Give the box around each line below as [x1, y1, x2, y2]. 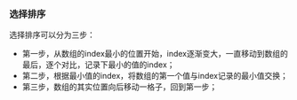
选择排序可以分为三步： [9, 29, 95, 41]
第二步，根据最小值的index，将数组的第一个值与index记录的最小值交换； [21, 71, 289, 81]
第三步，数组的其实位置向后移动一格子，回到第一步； [21, 81, 218, 92]
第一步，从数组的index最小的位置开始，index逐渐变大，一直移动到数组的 [21, 49, 289, 59]
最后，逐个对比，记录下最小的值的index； [21, 59, 175, 70]
